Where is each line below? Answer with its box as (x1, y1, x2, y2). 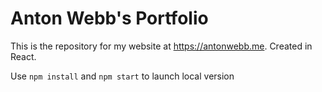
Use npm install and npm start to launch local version (10, 70, 235, 82)
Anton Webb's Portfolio (10, 7, 209, 30)
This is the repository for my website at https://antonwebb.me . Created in (10, 40, 313, 52)
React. (10, 50, 37, 62)
